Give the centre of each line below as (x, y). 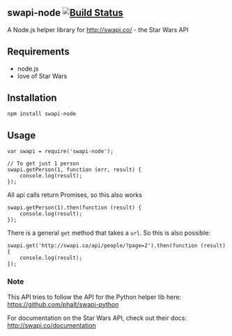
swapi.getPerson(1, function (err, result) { (74, 170)
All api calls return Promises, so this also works (75, 195)
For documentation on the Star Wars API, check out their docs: (97, 318)
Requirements (38, 52)
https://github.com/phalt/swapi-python (63, 304)
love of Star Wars (42, 76)
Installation (32, 98)
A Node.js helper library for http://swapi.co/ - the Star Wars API (98, 29)
